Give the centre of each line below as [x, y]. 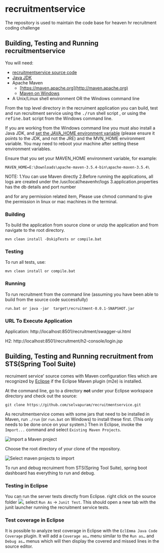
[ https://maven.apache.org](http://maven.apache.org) [74, 88]
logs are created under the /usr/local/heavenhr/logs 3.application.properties [82, 181]
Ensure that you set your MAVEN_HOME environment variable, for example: [81, 158]
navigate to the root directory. [35, 230]
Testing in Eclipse [26, 486]
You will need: [19, 63]
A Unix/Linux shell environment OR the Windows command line [76, 98]
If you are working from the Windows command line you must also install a [80, 128]
